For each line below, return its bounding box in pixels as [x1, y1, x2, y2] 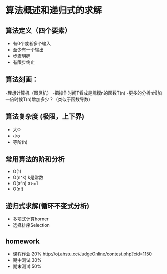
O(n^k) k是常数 [12, 174, 44, 181]
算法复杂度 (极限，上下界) [5, 112, 84, 121]
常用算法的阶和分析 [5, 155, 65, 164]
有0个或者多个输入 [12, 41, 51, 46]
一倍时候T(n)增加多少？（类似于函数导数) [5, 96, 90, 102]
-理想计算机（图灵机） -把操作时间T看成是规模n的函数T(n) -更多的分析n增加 [5, 89, 162, 96]
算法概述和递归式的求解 [5, 5, 102, 16]
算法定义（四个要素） [5, 26, 71, 35]
